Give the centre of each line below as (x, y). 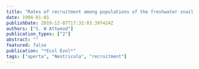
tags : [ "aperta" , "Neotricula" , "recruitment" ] (67, 56)
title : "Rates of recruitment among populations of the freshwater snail (100, 12)
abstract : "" (22, 40)
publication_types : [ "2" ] (38, 34)
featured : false (26, 46)
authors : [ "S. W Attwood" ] (40, 28)
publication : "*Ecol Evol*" (41, 51)
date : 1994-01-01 (28, 17)
